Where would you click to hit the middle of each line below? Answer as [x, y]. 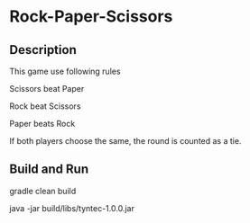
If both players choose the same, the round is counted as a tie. [125, 141]
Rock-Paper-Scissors [91, 17]
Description [43, 50]
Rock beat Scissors [45, 106]
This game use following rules [65, 71]
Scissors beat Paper [47, 89]
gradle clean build [43, 191]
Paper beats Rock [42, 124]
